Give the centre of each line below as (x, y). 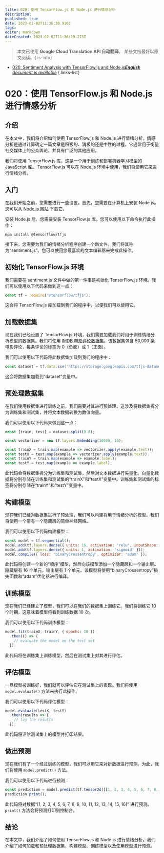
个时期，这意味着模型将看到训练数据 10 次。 (49, 612)
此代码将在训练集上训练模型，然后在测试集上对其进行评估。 (65, 655)
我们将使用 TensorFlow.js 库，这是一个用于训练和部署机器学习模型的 (74, 161)
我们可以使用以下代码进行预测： (37, 780)
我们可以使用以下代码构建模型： (37, 531)
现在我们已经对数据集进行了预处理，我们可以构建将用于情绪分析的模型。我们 (82, 515)
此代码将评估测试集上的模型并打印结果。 (46, 734)
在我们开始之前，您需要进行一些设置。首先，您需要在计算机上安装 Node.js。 (82, 202)
